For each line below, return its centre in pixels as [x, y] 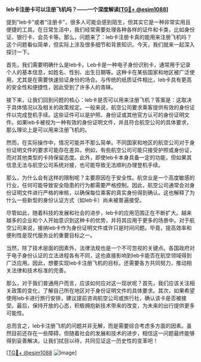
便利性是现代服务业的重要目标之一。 [51, 235]
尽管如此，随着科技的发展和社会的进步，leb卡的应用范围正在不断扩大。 [94, 213]
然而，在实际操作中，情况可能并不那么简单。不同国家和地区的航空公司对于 [98, 142]
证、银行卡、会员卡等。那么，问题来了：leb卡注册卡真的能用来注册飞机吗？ [99, 37]
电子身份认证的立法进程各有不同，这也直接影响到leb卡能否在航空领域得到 [102, 255]
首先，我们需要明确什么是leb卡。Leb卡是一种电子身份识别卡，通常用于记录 [98, 65]
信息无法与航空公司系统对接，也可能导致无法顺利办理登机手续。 [85, 165]
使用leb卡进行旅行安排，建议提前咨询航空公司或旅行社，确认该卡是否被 [94, 298]
